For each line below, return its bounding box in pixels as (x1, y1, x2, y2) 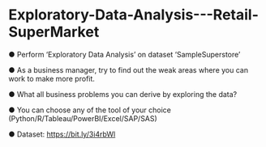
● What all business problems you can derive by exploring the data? (8, 89, 238, 99)
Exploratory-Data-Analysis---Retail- (8, 6, 260, 24)
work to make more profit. (8, 73, 96, 83)
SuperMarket (8, 23, 100, 41)
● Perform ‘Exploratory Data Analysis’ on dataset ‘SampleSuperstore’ (8, 49, 241, 59)
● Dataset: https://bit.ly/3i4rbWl (8, 129, 116, 139)
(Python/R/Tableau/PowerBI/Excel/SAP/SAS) (8, 113, 158, 123)
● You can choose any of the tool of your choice (8, 105, 172, 115)
